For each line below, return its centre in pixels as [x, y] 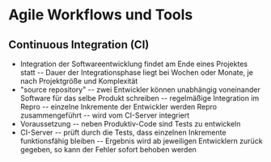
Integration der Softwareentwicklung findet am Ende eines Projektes [134, 64]
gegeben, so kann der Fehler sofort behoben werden [108, 150]
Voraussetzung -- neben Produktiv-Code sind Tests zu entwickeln [130, 124]
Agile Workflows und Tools [101, 15]
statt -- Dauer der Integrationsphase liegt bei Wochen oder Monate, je [136, 73]
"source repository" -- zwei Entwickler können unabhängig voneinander [140, 89]
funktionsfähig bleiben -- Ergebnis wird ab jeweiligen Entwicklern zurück [141, 141]
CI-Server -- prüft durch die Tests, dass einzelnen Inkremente [123, 132]
